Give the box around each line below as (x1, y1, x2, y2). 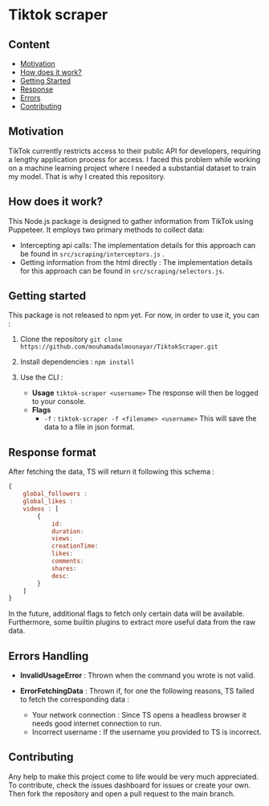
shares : (51, 564, 78, 572)
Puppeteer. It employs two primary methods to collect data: (8, 225, 205, 234)
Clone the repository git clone (19, 335, 123, 344)
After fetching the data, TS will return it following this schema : (8, 467, 215, 477)
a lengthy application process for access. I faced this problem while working (8, 154, 261, 164)
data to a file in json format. (43, 422, 135, 432)
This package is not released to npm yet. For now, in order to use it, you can (8, 311, 259, 320)
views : (51, 535, 74, 543)
